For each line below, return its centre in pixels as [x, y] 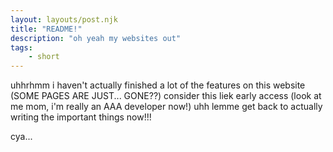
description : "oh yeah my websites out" [96, 38]
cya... [21, 137]
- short [44, 57]
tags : [21, 47]
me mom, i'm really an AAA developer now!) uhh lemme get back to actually [166, 107]
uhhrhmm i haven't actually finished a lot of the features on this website [158, 85]
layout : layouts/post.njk [64, 19]
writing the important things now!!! [81, 117]
